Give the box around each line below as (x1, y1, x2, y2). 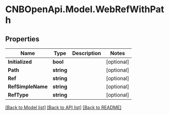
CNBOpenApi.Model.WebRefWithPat (5, 4, 164, 15)
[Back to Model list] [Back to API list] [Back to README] (5, 104, 122, 110)
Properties (5, 35, 40, 43)
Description (72, 50, 102, 56)
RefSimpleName (8, 83, 48, 90)
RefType (8, 92, 29, 98)
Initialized (8, 59, 32, 65)
